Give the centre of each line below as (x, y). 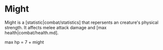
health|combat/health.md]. (32, 33)
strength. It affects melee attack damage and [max (55, 27)
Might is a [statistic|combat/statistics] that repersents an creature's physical (81, 22)
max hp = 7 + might (24, 42)
